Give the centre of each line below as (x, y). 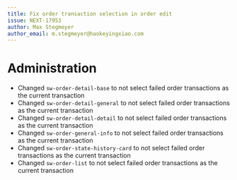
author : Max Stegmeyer (41, 27)
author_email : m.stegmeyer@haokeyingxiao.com (75, 34)
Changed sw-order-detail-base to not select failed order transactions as (123, 88)
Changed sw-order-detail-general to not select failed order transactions (123, 103)
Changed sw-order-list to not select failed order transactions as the (117, 163)
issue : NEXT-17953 (34, 20)
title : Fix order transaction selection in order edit (90, 14)
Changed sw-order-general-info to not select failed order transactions (121, 133)
